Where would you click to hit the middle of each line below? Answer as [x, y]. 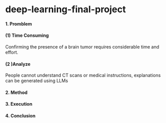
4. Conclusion [20, 115]
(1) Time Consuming [27, 35]
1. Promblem [19, 23]
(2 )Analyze [18, 64]
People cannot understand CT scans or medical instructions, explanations [83, 76]
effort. [12, 52]
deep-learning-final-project [66, 9]
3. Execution [19, 104]
